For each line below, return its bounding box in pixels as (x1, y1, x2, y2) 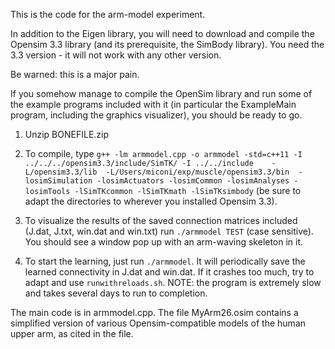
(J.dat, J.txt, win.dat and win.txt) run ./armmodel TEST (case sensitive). (24, 225, 314, 237)
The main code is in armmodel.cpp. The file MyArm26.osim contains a (10, 307, 299, 318)
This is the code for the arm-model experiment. (10, 9, 206, 20)
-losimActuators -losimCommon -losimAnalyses (96, 176, 290, 186)
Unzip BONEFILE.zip (24, 129, 110, 140)
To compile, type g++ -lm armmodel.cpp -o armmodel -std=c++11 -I (24, 148, 303, 159)
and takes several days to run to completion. (24, 287, 208, 299)
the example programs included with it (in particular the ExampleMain (10, 99, 297, 110)
